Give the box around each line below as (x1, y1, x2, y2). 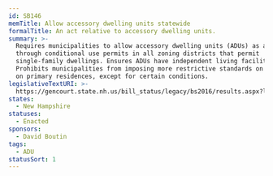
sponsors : (8, 125, 42, 133)
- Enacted (15, 118, 49, 126)
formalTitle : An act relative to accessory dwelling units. (8, 27, 217, 35)
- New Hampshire (15, 102, 71, 110)
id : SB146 (8, 11, 42, 20)
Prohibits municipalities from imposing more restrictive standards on (15, 65, 264, 73)
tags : (8, 140, 27, 148)
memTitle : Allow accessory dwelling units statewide (8, 19, 191, 28)
